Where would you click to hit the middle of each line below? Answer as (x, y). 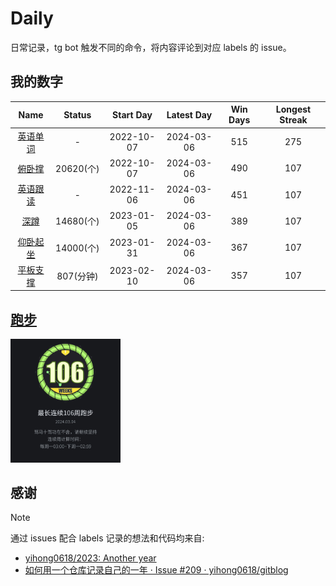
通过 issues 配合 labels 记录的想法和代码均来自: (107, 538)
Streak (293, 120)
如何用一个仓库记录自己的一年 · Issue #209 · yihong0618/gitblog (156, 570)
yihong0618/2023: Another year (90, 558)
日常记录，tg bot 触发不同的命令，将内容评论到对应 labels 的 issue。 (151, 47)
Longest (293, 109)
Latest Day (189, 114)
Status (77, 114)
